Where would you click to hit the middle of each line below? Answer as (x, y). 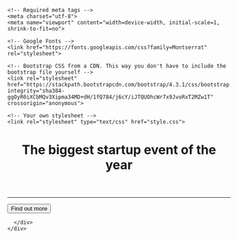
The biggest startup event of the (119, 150)
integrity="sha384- (36, 91)
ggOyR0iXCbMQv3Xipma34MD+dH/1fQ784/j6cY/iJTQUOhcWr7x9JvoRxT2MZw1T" (110, 97)
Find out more (29, 209)
